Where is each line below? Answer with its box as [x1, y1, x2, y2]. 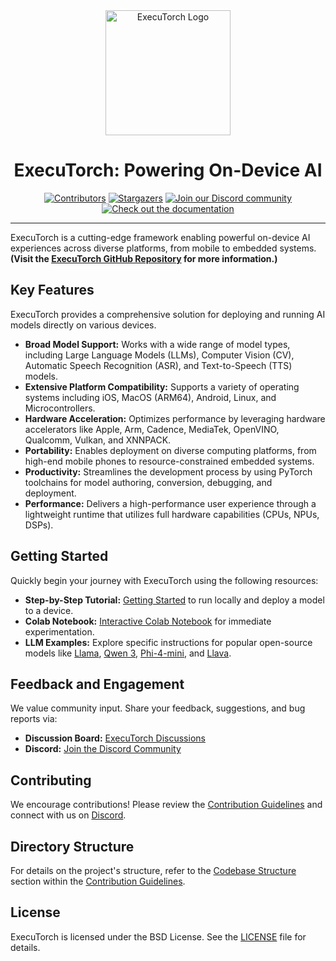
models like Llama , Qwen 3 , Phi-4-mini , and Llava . [24, 647, 232, 659]
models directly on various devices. [10, 319, 157, 331]
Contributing [10, 772, 92, 789]
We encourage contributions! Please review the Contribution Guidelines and [10, 799, 323, 811]
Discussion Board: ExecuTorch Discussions [24, 732, 206, 744]
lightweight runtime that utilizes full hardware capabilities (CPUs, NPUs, [24, 508, 320, 520]
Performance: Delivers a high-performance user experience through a [24, 497, 317, 509]
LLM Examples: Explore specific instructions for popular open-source [24, 636, 313, 648]
